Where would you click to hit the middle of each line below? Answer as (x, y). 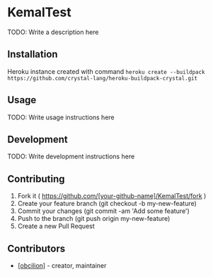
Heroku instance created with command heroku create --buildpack (106, 71)
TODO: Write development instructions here (71, 156)
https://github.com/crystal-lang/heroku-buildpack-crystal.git (103, 78)
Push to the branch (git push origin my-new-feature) (94, 219)
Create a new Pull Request (56, 226)
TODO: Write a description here (53, 32)
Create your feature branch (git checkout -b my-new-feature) (107, 204)
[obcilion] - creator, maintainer (62, 266)
